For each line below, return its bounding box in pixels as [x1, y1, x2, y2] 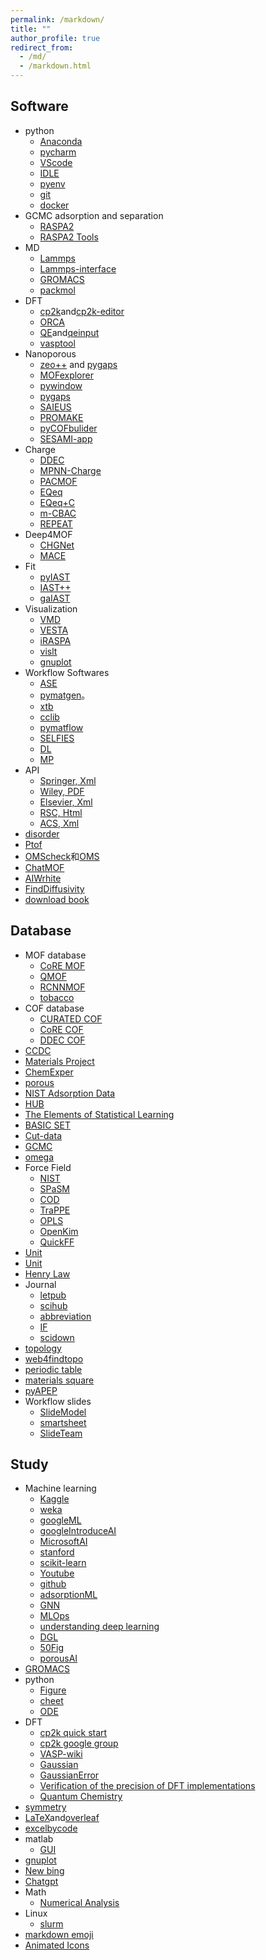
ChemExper [24, 1066, 74, 1078]
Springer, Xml [39, 774, 97, 786]
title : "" [10, 24, 52, 34]
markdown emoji [24, 1929, 94, 1941]
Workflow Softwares [24, 666, 110, 678]
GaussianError [39, 1769, 100, 1781]
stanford [39, 1546, 75, 1558]
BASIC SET [24, 1119, 71, 1131]
